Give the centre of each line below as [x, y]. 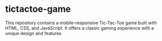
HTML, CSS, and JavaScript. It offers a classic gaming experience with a [80, 28]
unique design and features [33, 33]
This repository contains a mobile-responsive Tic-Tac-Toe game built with [81, 23]
